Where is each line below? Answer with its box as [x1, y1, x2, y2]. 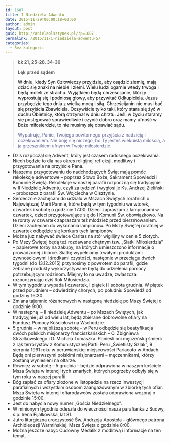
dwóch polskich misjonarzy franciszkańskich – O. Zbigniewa [12, 330, 139, 336]
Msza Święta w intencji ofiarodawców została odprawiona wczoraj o [12, 389, 156, 396]
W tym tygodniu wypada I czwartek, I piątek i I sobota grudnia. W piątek [12, 282, 163, 288]
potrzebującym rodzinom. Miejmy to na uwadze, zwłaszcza [12, 271, 137, 277]
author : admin [5, 21, 36, 27]
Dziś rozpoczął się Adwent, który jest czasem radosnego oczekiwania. [12, 152, 160, 158]
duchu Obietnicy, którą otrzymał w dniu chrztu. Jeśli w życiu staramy [17, 111, 162, 117]
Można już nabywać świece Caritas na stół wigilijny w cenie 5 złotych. [12, 233, 159, 239]
